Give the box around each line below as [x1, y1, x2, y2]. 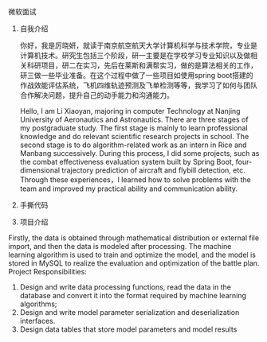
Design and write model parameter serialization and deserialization [19, 308, 240, 317]
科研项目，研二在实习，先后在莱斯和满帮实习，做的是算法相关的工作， [26, 60, 257, 70]
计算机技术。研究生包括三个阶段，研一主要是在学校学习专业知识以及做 [19, 51, 251, 60]
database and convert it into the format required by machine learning [19, 291, 247, 300]
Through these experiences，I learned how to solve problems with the [19, 175, 251, 185]
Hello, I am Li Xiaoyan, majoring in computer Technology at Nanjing [19, 107, 241, 115]
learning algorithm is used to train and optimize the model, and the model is [8, 250, 257, 259]
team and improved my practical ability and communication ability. [19, 184, 238, 193]
